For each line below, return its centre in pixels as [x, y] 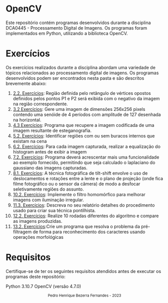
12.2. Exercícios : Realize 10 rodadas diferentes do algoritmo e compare [86, 216]
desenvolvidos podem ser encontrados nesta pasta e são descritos [75, 78]
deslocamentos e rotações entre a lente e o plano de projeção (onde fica [88, 178]
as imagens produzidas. [37, 221]
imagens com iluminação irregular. [48, 200]
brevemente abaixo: [26, 83]
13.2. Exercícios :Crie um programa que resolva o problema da [76, 226]
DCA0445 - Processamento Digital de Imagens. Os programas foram [76, 28]
